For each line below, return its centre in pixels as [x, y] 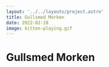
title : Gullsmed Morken [35, 17]
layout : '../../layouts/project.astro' [55, 12]
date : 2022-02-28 [27, 23]
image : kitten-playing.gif [39, 28]
